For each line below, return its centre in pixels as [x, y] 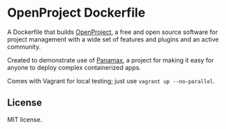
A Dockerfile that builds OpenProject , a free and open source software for [113, 32]
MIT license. [25, 119]
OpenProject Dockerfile [76, 13]
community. [24, 46]
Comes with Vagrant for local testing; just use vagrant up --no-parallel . [111, 80]
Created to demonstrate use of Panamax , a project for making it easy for [111, 60]
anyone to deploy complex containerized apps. [74, 67]
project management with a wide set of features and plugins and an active [113, 39]
